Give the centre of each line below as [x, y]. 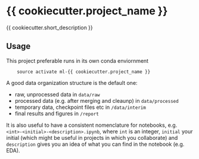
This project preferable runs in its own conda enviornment [77, 60]
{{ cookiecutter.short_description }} [50, 27]
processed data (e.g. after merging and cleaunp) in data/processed [97, 100]
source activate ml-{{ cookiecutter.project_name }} [84, 72]
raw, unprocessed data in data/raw [57, 94]
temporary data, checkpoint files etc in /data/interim [80, 107]
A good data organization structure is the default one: [72, 82]
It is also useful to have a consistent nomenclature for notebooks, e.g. [92, 125]
